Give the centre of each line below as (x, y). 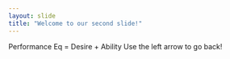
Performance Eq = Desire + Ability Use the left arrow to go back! (115, 46)
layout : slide (32, 16)
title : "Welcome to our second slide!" (75, 23)
